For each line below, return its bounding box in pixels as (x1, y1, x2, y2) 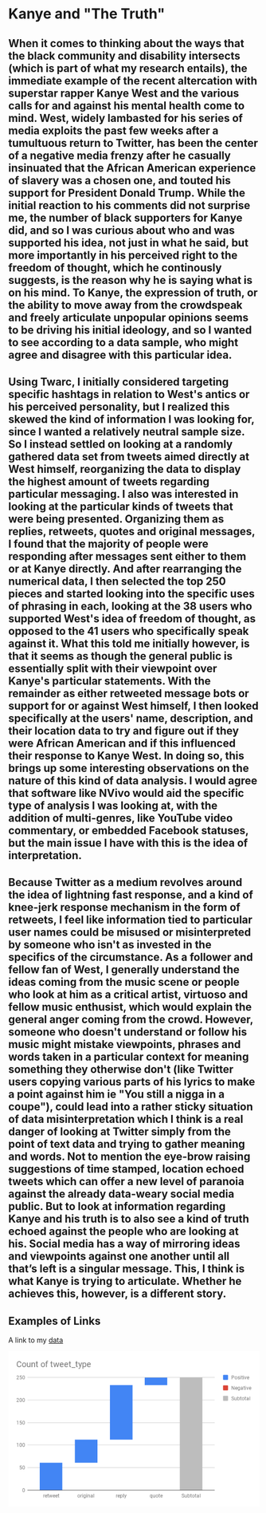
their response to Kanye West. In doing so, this (8, 749, 244, 762)
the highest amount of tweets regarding (8, 475, 209, 488)
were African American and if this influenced (8, 736, 237, 750)
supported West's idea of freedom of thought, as (8, 612, 256, 625)
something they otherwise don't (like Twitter (8, 1062, 234, 1077)
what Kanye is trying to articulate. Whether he (8, 1275, 242, 1288)
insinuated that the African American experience (8, 161, 256, 175)
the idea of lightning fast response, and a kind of (8, 888, 253, 902)
